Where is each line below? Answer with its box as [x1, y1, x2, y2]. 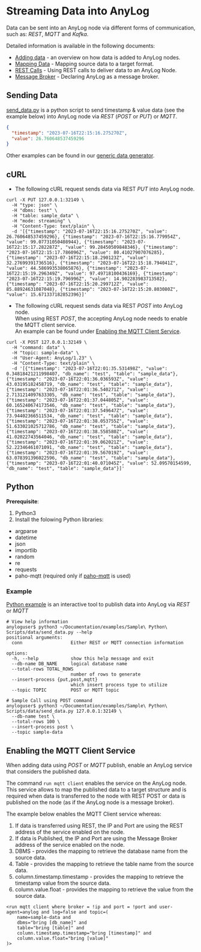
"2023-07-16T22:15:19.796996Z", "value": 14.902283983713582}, [6, 276, 168, 282]
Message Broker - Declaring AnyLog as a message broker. [14, 73, 160, 80]
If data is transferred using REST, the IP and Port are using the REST [14, 822, 184, 829]
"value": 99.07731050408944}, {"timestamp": [6, 239, 119, 245]
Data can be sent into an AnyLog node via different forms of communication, [6, 24, 196, 31]
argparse [14, 527, 38, 534]
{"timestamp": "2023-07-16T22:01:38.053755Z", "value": [6, 418, 149, 424]
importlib [14, 546, 37, 554]
